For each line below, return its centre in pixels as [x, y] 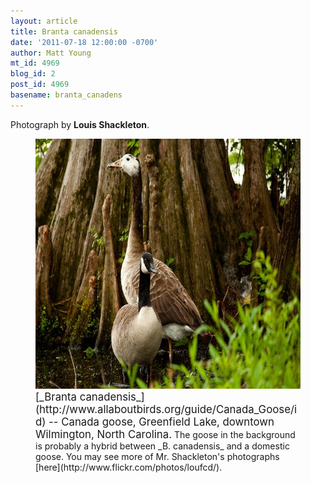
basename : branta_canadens [66, 95]
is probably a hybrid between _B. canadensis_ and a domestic [162, 446]
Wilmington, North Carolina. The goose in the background [165, 434]
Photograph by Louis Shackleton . [80, 124]
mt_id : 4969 [35, 63]
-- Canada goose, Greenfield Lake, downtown [161, 422]
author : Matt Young [51, 53]
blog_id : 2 [33, 74]
